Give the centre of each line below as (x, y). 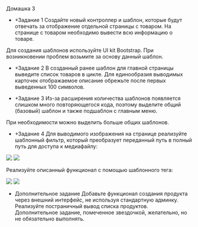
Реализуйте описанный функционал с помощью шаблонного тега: (90, 170)
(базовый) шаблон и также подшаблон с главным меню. (86, 111)
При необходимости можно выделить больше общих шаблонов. (88, 122)
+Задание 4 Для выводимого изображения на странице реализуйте (101, 134)
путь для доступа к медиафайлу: (56, 146)
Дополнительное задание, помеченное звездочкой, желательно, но (101, 213)
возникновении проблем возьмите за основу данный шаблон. (85, 56)
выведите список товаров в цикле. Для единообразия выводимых (99, 74)
